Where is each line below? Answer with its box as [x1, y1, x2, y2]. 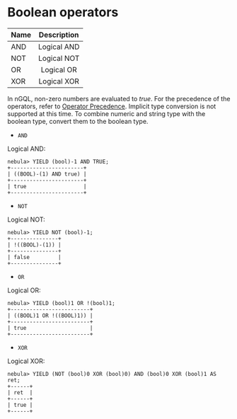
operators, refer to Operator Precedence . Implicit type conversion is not [7, 102, 216, 110]
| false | [7, 253, 62, 260]
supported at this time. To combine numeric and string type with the [7, 109, 206, 117]
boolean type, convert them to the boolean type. [7, 117, 149, 125]
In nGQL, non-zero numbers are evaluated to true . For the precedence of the [7, 94, 231, 103]
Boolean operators [7, 4, 119, 21]
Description [38, 30, 79, 40]
